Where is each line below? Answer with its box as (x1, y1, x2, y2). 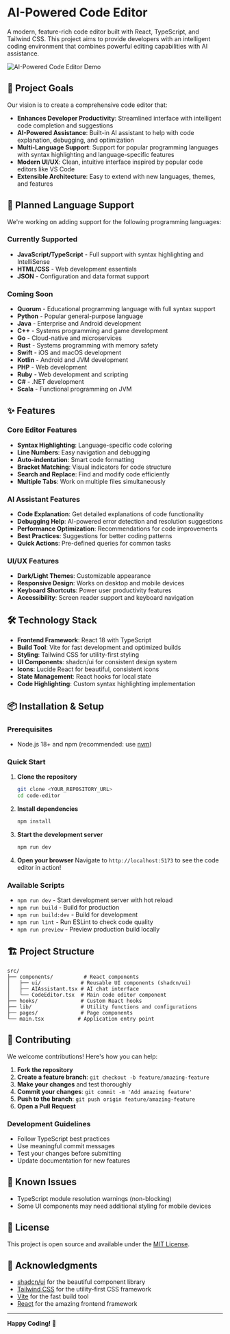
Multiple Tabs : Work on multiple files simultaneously (16, 477, 166, 485)
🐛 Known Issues (7, 1176, 77, 1188)
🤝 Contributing (7, 1034, 71, 1046)
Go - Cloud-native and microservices (16, 334, 122, 342)
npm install (16, 818, 51, 825)
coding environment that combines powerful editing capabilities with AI (7, 42, 208, 50)
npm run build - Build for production (16, 904, 120, 912)
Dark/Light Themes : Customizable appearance (16, 572, 151, 580)
